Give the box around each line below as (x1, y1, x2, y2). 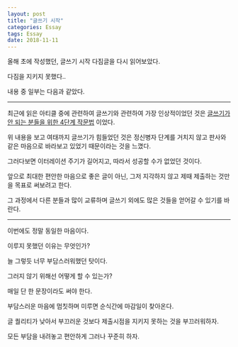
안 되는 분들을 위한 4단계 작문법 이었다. (7, 118, 115, 126)
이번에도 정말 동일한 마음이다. (7, 226, 89, 235)
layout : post (7, 10, 46, 18)
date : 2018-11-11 (7, 37, 59, 44)
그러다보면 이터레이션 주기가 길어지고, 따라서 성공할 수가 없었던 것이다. (7, 157, 202, 165)
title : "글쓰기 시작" (7, 17, 64, 24)
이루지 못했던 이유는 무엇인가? (7, 242, 91, 250)
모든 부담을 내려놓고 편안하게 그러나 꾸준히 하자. (7, 332, 140, 341)
